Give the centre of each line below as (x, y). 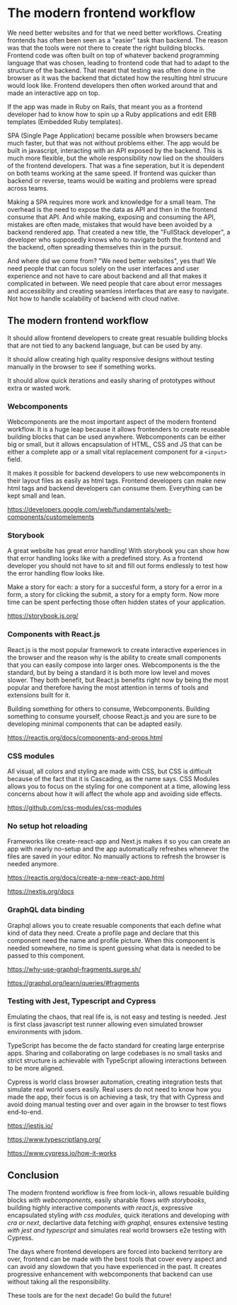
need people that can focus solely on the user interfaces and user (103, 268)
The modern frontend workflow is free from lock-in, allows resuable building (118, 1192)
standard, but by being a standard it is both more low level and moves (109, 672)
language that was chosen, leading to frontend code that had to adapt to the (118, 62)
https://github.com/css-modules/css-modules (75, 807)
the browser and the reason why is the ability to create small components (114, 657)
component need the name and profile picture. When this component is (111, 940)
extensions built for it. (39, 695)
